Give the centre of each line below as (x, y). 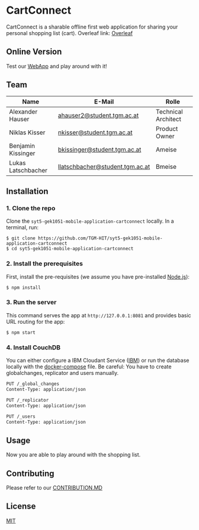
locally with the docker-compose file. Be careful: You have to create (89, 367)
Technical (169, 112)
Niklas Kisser (27, 132)
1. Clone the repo (31, 208)
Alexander (23, 112)
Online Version (34, 52)
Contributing (30, 473)
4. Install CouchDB (33, 347)
